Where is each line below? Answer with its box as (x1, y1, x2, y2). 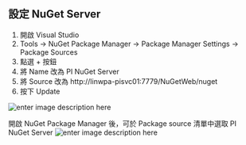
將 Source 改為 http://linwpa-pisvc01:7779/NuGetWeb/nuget (19, 76, 218, 86)
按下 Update (19, 86, 61, 96)
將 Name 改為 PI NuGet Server (19, 67, 119, 76)
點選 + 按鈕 (19, 56, 57, 66)
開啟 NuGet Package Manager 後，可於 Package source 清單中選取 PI (8, 118, 237, 128)
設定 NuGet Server (8, 7, 101, 21)
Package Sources (19, 47, 78, 57)
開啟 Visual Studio (19, 30, 80, 40)
